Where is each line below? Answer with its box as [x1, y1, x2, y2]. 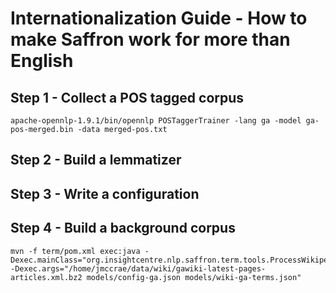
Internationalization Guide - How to [10, 7, 308, 30]
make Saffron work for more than [10, 28, 291, 51]
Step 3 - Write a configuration [10, 185, 200, 202]
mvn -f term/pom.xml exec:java [10, 246, 141, 256]
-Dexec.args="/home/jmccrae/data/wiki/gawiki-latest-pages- [10, 263, 267, 274]
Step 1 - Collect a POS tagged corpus [10, 89, 245, 106]
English [10, 50, 74, 72]
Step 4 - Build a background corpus [10, 220, 236, 237]
